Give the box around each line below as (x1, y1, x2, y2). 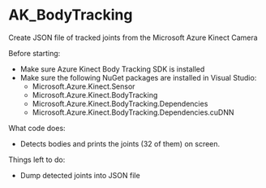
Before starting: (8, 48, 61, 58)
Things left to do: (8, 155, 66, 164)
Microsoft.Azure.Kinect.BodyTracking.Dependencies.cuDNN (32, 107, 234, 117)
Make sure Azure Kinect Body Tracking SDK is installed (19, 63, 205, 74)
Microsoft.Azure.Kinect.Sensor (32, 81, 135, 91)
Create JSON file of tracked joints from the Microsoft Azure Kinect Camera (8, 33, 258, 42)
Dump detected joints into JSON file (19, 170, 140, 180)
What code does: (8, 123, 66, 133)
